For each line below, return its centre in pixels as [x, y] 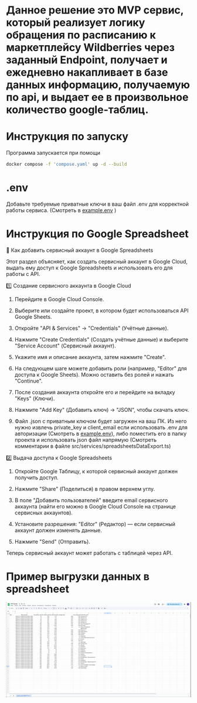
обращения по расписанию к [81, 35]
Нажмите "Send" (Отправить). [52, 541]
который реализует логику [76, 23]
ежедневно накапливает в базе [87, 72]
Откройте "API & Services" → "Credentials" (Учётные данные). [91, 328]
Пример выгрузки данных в [78, 577]
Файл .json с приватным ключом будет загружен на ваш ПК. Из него [101, 421]
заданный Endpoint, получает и [87, 60]
